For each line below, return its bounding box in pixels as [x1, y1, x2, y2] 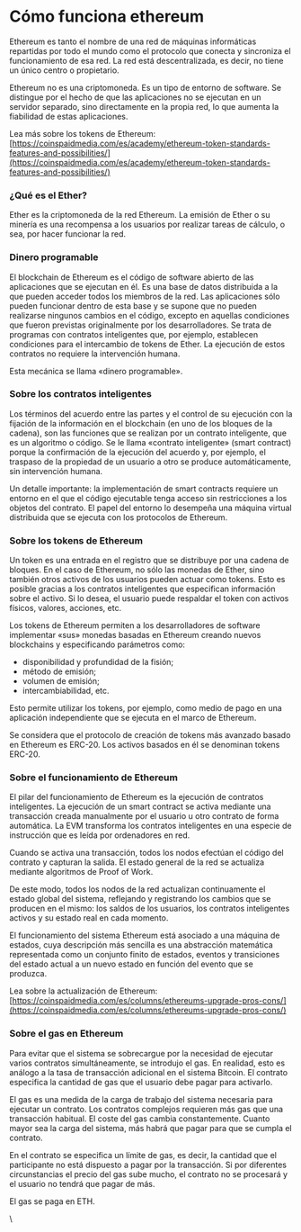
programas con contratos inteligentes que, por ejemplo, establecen [9, 328, 259, 339]
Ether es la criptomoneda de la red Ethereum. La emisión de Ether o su [9, 210, 270, 220]
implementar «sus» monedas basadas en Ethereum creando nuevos [9, 630, 261, 641]
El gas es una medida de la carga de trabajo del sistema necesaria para [9, 1093, 274, 1104]
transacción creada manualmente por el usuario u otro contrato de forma [9, 811, 279, 822]
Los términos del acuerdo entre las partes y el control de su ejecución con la [9, 408, 293, 419]
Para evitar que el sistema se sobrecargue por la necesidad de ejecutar [9, 1048, 274, 1058]
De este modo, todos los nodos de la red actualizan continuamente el [9, 884, 266, 895]
